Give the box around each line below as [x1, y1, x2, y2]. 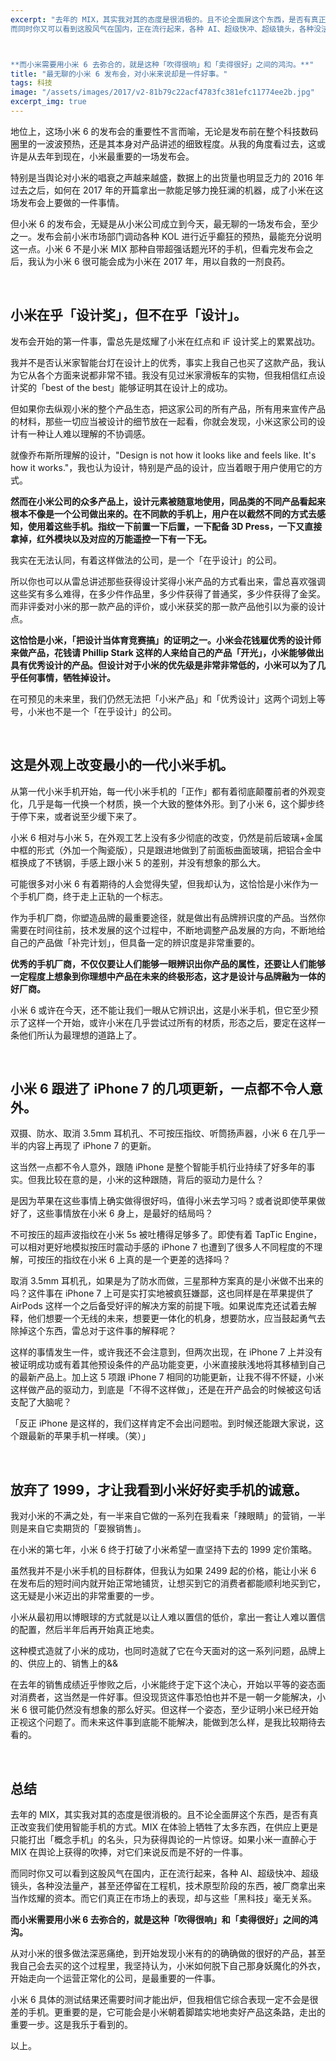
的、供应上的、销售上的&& [10, 1657, 119, 1670]
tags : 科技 [10, 78, 53, 88]
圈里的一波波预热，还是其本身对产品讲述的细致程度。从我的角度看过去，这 [10, 137, 317, 150]
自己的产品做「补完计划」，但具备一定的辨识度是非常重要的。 [10, 936, 260, 948]
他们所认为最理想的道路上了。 [18, 1029, 142, 1041]
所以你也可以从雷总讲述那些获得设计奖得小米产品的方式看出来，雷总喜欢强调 [10, 575, 326, 587]
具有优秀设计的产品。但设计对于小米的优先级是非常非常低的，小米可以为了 [10, 659, 317, 671]
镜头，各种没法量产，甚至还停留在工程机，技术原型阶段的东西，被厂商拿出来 [10, 1879, 326, 1891]
